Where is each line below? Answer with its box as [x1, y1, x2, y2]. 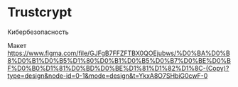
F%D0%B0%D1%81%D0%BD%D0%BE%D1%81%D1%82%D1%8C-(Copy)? [7, 64, 229, 72]
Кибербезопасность [7, 28, 69, 36]
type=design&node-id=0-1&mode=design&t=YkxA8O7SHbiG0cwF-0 [7, 71, 208, 80]
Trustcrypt [7, 4, 72, 21]
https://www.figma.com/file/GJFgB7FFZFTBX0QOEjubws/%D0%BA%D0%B [7, 49, 231, 57]
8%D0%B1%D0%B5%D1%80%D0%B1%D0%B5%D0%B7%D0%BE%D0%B [7, 56, 231, 64]
